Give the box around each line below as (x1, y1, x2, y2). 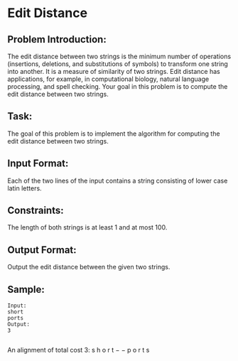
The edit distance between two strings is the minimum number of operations (7, 52, 232, 60)
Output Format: (7, 244, 77, 256)
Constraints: (7, 205, 64, 217)
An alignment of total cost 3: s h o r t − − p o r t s (7, 346, 150, 355)
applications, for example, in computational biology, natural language (7, 75, 210, 83)
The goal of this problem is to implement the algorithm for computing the (7, 129, 220, 138)
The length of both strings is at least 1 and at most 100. (7, 223, 168, 232)
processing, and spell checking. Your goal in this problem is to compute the (7, 82, 228, 90)
